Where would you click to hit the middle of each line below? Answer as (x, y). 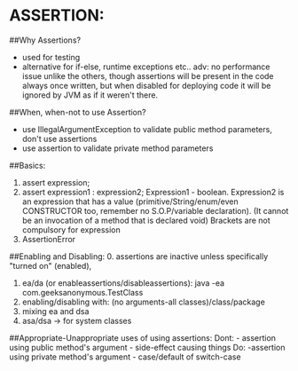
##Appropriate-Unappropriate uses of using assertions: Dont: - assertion (143, 337)
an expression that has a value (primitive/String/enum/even (130, 201)
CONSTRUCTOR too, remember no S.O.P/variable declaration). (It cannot (155, 210)
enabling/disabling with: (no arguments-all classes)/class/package (144, 302)
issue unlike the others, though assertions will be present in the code (148, 75)
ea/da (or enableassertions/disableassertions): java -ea (123, 283)
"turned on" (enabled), (51, 265)
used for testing (51, 57)
